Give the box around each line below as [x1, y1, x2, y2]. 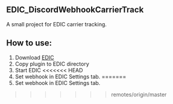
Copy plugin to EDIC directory [14, 60, 89, 68]
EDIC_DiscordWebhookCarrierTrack [6, 5, 144, 15]
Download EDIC [14, 54, 54, 61]
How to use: [6, 38, 52, 48]
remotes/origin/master [111, 91, 167, 98]
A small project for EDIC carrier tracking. [6, 20, 107, 27]
